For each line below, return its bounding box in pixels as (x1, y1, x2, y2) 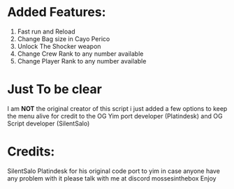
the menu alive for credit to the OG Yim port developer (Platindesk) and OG (7, 112, 223, 120)
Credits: (7, 144, 55, 160)
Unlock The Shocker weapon (17, 42, 101, 50)
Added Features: (7, 4, 106, 20)
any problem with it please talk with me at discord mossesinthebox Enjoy (7, 174, 217, 182)
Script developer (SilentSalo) (7, 119, 90, 128)
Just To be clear (7, 82, 103, 98)
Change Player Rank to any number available (17, 56, 147, 65)
